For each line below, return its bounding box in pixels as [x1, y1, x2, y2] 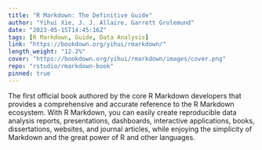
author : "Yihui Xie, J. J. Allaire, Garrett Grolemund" [8, 19, 195, 27]
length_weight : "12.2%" [8, 48, 86, 55]
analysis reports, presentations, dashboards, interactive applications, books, [8, 116, 255, 125]
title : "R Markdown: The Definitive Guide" [8, 11, 153, 20]
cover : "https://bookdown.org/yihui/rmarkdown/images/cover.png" [8, 55, 226, 63]
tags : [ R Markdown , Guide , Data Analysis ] [8, 33, 149, 41]
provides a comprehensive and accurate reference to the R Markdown [8, 99, 235, 109]
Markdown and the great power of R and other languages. [8, 132, 196, 141]
